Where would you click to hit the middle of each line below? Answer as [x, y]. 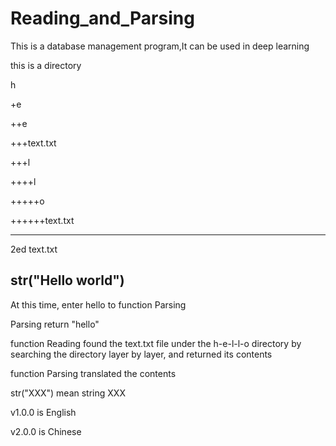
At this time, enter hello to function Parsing [98, 304]
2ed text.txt [34, 249]
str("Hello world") [67, 280]
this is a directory [46, 65]
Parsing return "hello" [55, 324]
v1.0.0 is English [43, 412]
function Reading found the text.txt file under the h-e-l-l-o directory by [156, 343]
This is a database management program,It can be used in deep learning [160, 46]
